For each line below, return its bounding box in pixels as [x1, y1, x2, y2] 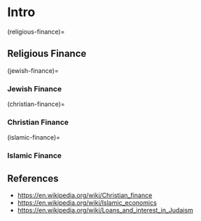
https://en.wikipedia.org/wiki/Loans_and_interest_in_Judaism [17, 206, 194, 215]
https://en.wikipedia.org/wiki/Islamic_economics [17, 199, 158, 207]
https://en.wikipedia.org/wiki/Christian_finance [17, 191, 153, 200]
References [7, 173, 59, 185]
